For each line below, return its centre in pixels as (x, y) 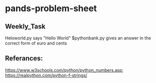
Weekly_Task (25, 26)
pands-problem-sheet (51, 8)
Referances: (24, 58)
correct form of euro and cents (36, 43)
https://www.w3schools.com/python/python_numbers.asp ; (64, 70)
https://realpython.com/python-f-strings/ (46, 75)
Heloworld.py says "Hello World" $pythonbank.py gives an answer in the (78, 38)
